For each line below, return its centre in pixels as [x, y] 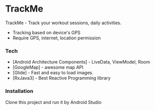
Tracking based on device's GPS [46, 32]
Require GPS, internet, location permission [57, 38]
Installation [19, 91]
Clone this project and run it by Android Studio [54, 102]
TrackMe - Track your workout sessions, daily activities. [63, 23]
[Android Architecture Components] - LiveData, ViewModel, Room [81, 62]
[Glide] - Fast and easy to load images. [53, 73]
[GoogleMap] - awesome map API [48, 67]
